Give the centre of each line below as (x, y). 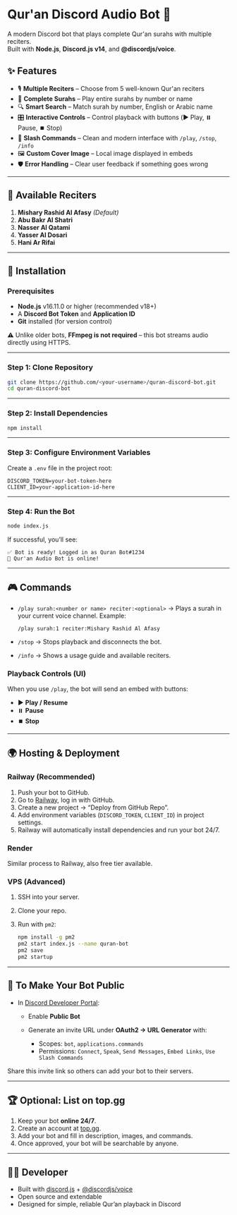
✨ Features (32, 71)
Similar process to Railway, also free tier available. (80, 864)
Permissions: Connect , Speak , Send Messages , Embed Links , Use (127, 1051)
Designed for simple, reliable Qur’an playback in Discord (99, 1204)
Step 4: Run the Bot (41, 511)
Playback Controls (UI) (47, 673)
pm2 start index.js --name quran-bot (73, 944)
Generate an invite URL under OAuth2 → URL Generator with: (117, 1030)
